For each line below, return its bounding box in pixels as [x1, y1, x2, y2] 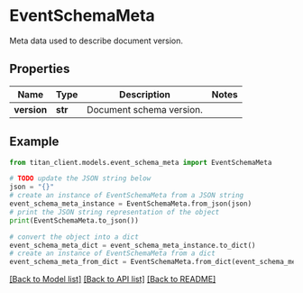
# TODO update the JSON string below [9, 174, 151, 183]
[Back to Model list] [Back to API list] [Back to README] [9, 274, 216, 285]
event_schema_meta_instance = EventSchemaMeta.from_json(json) [9, 199, 252, 208]
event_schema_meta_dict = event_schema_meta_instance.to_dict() [9, 241, 256, 250]
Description [118, 87, 171, 100]
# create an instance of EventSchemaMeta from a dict [9, 249, 216, 258]
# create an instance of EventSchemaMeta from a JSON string [9, 191, 244, 200]
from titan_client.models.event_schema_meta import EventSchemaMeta [9, 158, 272, 167]
